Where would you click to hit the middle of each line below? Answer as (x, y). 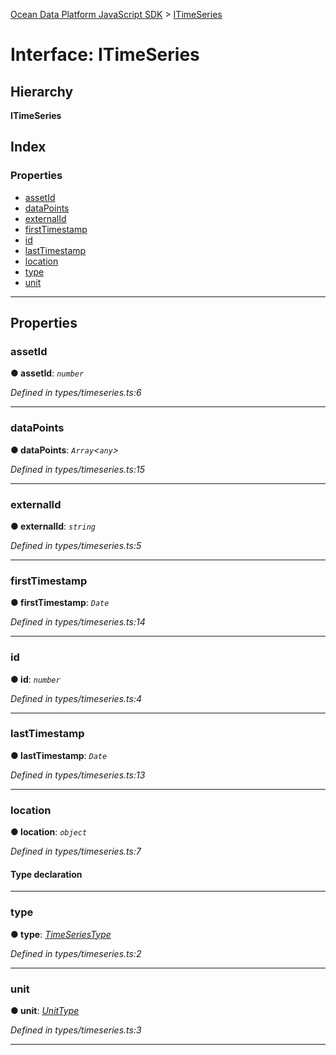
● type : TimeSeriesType (61, 934)
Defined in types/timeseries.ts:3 (76, 1030)
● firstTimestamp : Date (60, 603)
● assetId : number (47, 373)
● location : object (49, 832)
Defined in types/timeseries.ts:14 (78, 622)
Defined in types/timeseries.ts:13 (78, 775)
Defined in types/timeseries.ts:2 (76, 953)
